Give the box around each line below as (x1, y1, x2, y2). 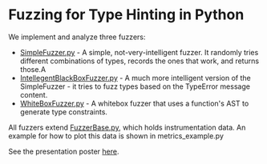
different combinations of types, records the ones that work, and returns (19, 56, 259, 66)
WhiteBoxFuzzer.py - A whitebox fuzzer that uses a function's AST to (19, 98, 249, 108)
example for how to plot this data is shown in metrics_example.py (8, 130, 225, 141)
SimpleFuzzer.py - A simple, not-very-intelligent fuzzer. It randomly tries (19, 47, 259, 57)
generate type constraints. (19, 106, 108, 117)
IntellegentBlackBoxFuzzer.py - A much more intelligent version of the (19, 73, 251, 82)
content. (19, 90, 48, 99)
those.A (19, 64, 47, 74)
